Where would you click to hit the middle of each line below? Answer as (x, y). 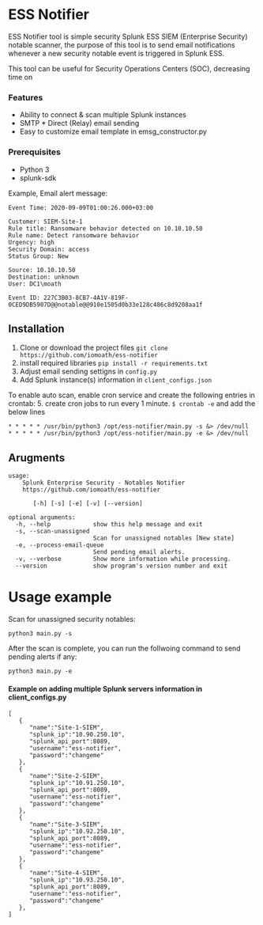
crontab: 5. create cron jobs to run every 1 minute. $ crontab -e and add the (132, 404)
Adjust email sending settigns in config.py (88, 372)
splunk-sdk (38, 178)
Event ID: (24, 298)
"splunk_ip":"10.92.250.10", (77, 832)
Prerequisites (34, 152)
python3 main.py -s (40, 634)
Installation (36, 329)
